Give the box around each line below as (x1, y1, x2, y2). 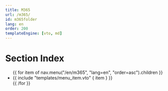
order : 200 (5, 26, 28, 31)
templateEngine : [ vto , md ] (5, 31, 62, 36)
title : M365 (5, 7, 30, 13)
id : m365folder (5, 17, 37, 22)
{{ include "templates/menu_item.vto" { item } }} (12, 74, 113, 81)
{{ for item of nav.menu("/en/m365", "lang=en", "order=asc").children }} (12, 69, 163, 75)
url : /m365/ (5, 12, 30, 17)
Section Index (5, 53, 64, 64)
